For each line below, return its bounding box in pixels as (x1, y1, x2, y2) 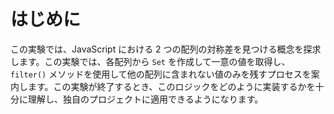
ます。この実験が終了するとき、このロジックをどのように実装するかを (27, 80, 316, 92)
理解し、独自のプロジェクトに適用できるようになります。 (27, 93, 264, 105)
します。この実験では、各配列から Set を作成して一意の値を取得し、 (10, 55, 291, 67)
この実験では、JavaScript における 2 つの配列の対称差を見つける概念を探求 (10, 43, 322, 55)
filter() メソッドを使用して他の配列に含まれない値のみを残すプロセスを (10, 68, 312, 80)
